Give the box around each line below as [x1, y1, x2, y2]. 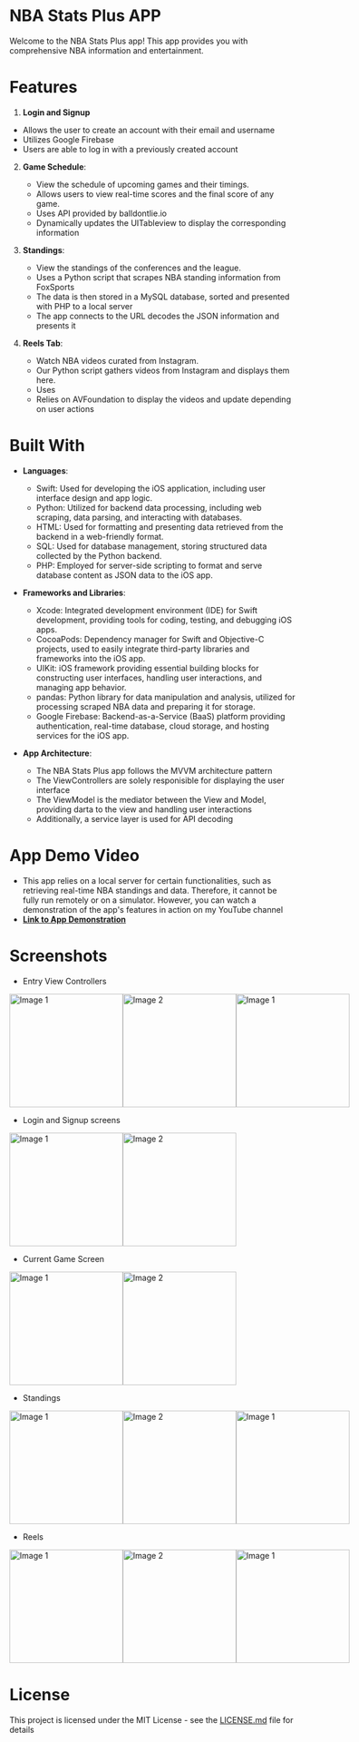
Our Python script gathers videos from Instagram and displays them [35, 365, 290, 376]
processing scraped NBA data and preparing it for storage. [35, 700, 256, 712]
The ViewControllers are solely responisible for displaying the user [35, 775, 285, 786]
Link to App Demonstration [22, 914, 127, 925]
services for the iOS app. [35, 729, 130, 740]
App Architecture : [22, 748, 92, 758]
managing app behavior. [35, 681, 127, 692]
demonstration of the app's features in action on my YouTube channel [22, 904, 284, 915]
